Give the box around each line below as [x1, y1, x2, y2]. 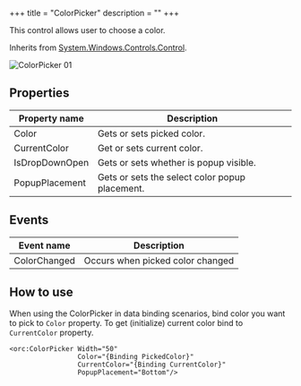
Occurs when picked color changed [83, 254, 235, 267]
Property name [18, 112, 84, 124]
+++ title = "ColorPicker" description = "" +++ [9, 8, 180, 18]
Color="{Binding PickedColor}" [77, 353, 194, 362]
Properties [9, 85, 70, 101]
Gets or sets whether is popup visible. [97, 156, 257, 168]
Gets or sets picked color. [97, 127, 206, 140]
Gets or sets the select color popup [97, 170, 246, 183]
